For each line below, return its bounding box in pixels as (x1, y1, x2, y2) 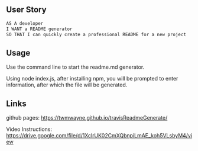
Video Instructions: (6, 126, 52, 133)
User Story (6, 5, 47, 15)
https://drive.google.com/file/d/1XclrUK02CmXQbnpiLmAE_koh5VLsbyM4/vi (6, 132, 193, 139)
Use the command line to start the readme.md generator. (6, 63, 145, 70)
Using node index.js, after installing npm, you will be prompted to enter (6, 75, 178, 82)
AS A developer (6, 20, 44, 26)
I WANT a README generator (6, 26, 73, 32)
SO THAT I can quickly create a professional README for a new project (6, 31, 186, 37)
